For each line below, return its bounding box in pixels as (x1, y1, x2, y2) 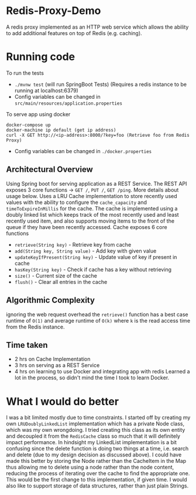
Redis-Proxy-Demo (6, 4, 101, 18)
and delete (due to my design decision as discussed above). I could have (6, 451, 182, 458)
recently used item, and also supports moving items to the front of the (6, 217, 174, 224)
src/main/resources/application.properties (14, 101, 123, 106)
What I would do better (6, 394, 119, 408)
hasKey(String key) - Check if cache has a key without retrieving (14, 266, 171, 273)
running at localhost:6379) (14, 86, 79, 94)
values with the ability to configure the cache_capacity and (6, 199, 147, 206)
